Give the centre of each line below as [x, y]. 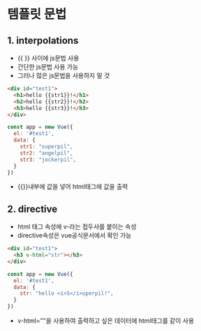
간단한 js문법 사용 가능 [48, 67]
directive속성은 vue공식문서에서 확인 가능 [74, 236]
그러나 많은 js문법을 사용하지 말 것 [64, 75]
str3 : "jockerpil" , [48, 160]
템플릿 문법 [37, 14]
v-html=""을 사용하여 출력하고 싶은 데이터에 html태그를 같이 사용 [105, 321]
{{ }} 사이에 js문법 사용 [48, 58]
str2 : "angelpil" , [46, 153]
